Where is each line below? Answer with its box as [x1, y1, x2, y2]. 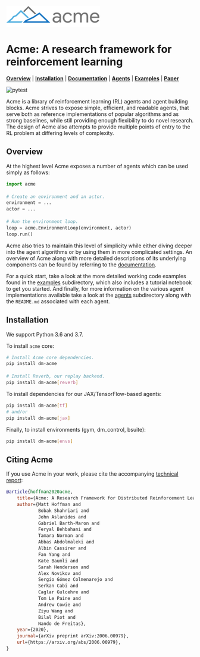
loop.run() [6, 231, 33, 237]
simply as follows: [6, 169, 51, 176]
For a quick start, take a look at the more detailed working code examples [6, 272, 186, 279]
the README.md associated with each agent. [6, 297, 110, 305]
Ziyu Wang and [37, 608, 73, 614]
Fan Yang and [37, 551, 70, 558]
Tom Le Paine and [37, 596, 82, 602]
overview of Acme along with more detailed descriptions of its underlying [6, 254, 186, 262]
